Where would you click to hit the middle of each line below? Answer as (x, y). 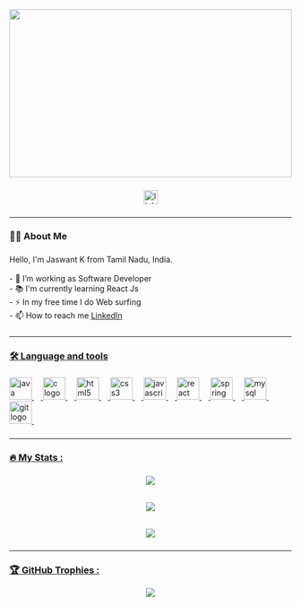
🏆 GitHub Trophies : (55, 570)
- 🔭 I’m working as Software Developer (81, 278)
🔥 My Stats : (36, 458)
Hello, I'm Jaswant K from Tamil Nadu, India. (91, 259)
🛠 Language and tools (59, 356)
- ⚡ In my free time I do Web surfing (75, 302)
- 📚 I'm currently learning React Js (74, 288)
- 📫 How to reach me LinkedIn (66, 315)
